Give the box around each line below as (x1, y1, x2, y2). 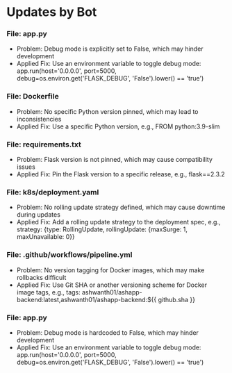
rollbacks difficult (16, 273, 67, 281)
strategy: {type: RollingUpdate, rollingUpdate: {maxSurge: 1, (16, 225, 188, 233)
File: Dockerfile (6, 92, 60, 101)
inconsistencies (16, 115, 62, 123)
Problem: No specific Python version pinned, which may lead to (16, 107, 199, 115)
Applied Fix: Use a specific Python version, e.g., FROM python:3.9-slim (16, 122, 220, 131)
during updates (16, 210, 60, 219)
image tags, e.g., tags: (16, 288, 81, 296)
